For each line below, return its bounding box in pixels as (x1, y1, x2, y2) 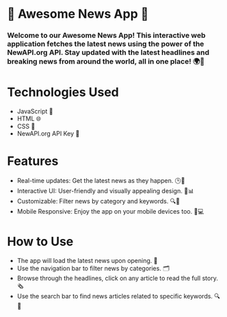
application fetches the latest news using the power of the (7, 39, 204, 49)
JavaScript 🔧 (16, 107, 53, 116)
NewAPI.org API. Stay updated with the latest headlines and (7, 48, 210, 58)
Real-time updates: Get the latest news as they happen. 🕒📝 (16, 176, 185, 184)
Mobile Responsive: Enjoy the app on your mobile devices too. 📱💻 (16, 207, 204, 215)
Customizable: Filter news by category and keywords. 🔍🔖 (16, 196, 180, 205)
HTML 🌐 (16, 114, 41, 123)
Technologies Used (7, 85, 120, 100)
